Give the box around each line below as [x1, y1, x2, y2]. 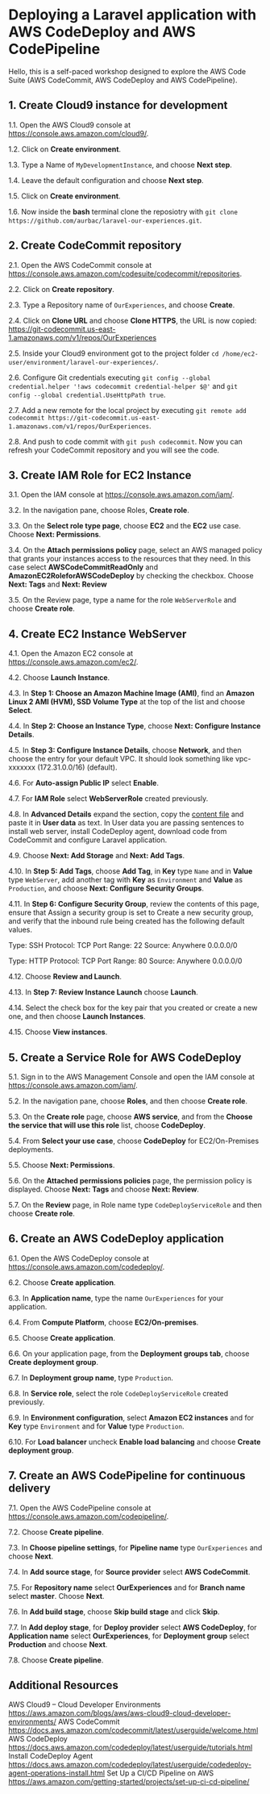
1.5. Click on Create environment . [8, 191, 121, 201]
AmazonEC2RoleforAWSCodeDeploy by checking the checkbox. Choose [8, 571, 254, 581]
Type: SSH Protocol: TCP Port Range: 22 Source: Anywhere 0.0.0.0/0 [8, 941, 238, 950]
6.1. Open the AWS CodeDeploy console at [8, 1253, 149, 1263]
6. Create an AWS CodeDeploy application [8, 1232, 224, 1245]
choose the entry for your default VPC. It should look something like [8, 754, 234, 764]
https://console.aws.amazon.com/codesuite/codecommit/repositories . [8, 269, 243, 278]
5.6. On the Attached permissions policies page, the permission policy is [8, 1176, 252, 1185]
